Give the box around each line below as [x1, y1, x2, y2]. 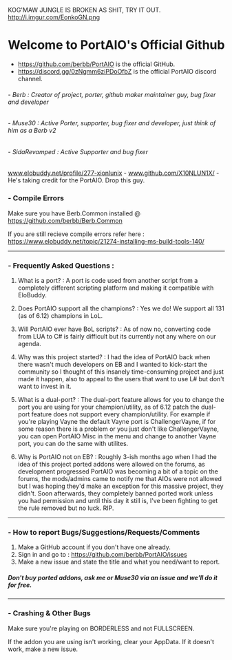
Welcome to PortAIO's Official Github [8, 37, 225, 53]
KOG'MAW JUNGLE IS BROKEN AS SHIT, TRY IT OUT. [8, 6, 161, 14]
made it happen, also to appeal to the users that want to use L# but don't [17, 374, 224, 383]
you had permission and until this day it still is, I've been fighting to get [17, 496, 218, 504]
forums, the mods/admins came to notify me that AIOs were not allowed [17, 474, 222, 482]
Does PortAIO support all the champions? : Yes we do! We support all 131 [17, 304, 224, 312]
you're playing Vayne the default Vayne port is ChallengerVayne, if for [17, 417, 216, 425]
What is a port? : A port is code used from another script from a [17, 276, 198, 284]
